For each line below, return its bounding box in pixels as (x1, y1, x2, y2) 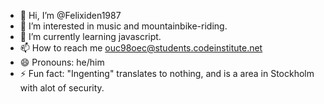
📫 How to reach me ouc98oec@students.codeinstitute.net (19, 42, 263, 54)
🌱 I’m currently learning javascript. (19, 31, 162, 42)
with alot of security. (19, 82, 105, 94)
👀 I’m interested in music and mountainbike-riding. (19, 20, 228, 32)
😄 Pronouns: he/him (19, 56, 105, 68)
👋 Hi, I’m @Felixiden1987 (19, 10, 122, 21)
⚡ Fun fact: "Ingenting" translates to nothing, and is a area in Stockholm (19, 68, 315, 79)
